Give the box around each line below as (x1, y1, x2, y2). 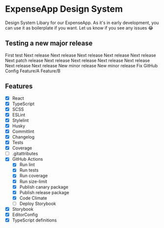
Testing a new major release (5, 39, 93, 48)
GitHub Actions (12, 156, 43, 162)
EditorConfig (12, 211, 38, 217)
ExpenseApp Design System (5, 3, 123, 15)
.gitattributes (12, 151, 38, 157)
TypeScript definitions (12, 217, 57, 223)
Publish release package (19, 189, 70, 195)
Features (5, 82, 33, 90)
